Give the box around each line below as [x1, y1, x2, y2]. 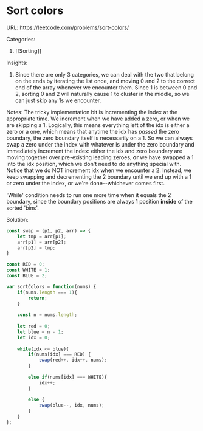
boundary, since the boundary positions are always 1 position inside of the [6, 198, 193, 205]
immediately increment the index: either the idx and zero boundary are [6, 147, 182, 154]
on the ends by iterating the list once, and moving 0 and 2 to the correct [15, 77, 196, 84]
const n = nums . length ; [17, 312, 78, 318]
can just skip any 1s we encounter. [15, 97, 101, 104]
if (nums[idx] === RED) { [28, 351, 91, 357]
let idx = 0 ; [17, 334, 50, 340]
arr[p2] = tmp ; [17, 244, 56, 251]
